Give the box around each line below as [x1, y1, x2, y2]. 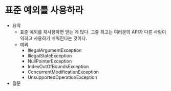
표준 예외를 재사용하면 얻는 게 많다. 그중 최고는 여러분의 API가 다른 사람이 [19, 28, 166, 35]
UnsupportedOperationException [27, 74, 98, 80]
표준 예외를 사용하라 [5, 5, 84, 16]
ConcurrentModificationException [27, 69, 99, 75]
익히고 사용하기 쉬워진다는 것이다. [19, 35, 88, 41]
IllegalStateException [27, 52, 72, 58]
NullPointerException [27, 58, 72, 64]
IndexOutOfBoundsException [27, 63, 89, 69]
